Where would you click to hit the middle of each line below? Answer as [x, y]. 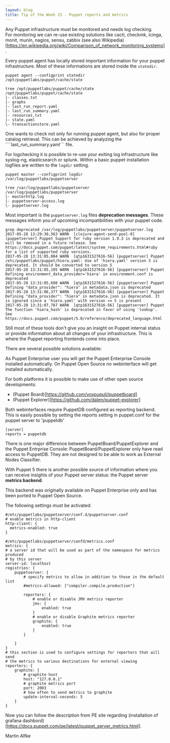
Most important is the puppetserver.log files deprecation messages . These [84, 215]
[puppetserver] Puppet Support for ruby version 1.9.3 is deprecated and [85, 238]
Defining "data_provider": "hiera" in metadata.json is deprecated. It [82, 296]
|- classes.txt [21, 98]
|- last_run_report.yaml [31, 106]
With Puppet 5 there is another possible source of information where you [81, 469]
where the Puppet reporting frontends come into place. [63, 339]
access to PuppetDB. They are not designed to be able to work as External [83, 454]
